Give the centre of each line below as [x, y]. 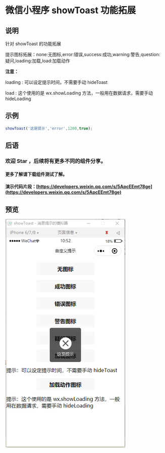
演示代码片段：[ [22, 187]
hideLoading [18, 99]
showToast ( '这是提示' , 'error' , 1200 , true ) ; [49, 128]
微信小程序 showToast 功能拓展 [71, 10]
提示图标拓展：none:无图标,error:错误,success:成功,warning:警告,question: [83, 54]
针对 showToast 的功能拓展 [33, 44]
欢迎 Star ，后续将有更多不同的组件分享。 [56, 161]
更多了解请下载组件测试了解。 [36, 174]
